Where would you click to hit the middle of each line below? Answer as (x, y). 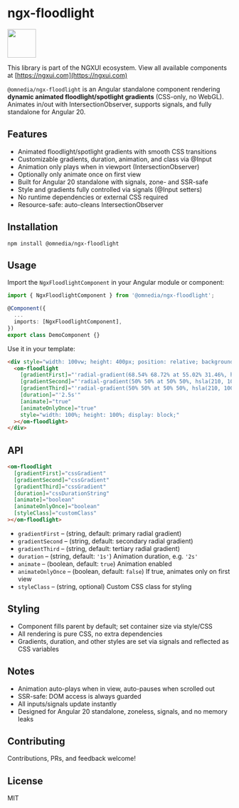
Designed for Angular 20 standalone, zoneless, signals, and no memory (122, 711)
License (25, 781)
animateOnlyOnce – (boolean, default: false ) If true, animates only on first (124, 571)
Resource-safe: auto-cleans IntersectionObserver (90, 204)
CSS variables (38, 649)
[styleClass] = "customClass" (55, 513)
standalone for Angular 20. (47, 111)
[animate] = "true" (46, 401)
